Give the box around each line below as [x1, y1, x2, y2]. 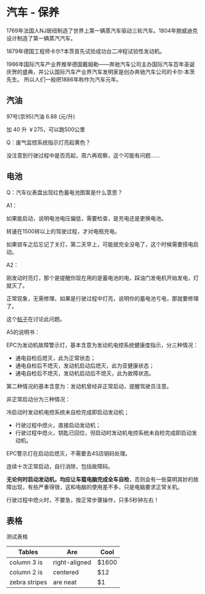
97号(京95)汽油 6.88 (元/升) [6, 112, 75, 120]
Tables [18, 548, 38, 556]
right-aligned [52, 558, 92, 567]
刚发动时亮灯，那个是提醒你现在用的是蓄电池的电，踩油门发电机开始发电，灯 [6, 274, 199, 281]
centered [52, 568, 79, 577]
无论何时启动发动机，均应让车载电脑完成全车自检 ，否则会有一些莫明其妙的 [6, 476, 193, 483]
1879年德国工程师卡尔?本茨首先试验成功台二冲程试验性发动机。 [6, 47, 165, 55]
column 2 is [9, 568, 43, 577]
